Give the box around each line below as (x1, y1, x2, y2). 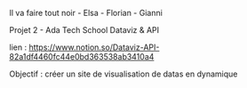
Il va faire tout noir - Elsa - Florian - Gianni (9, 8, 163, 18)
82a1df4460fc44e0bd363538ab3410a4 (9, 52, 155, 61)
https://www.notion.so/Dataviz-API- (28, 42, 160, 52)
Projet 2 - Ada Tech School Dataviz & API (9, 25, 160, 35)
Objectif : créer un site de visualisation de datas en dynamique (9, 68, 238, 79)
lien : (9, 42, 28, 52)
